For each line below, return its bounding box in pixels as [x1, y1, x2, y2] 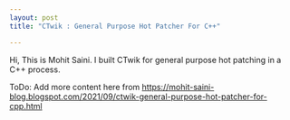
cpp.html [9, 100, 43, 111]
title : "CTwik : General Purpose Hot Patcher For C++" [9, 22, 221, 31]
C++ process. [9, 64, 61, 75]
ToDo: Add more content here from [9, 81, 140, 92]
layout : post [9, 13, 59, 23]
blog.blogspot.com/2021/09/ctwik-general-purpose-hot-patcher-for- [9, 91, 267, 102]
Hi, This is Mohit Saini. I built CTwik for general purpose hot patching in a [9, 54, 282, 65]
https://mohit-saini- [141, 81, 215, 92]
